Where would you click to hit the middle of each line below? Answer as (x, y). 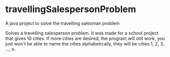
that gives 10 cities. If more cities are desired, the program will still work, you (85, 38)
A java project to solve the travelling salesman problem (63, 23)
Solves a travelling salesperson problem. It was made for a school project (82, 33)
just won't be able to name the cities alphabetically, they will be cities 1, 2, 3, (85, 43)
